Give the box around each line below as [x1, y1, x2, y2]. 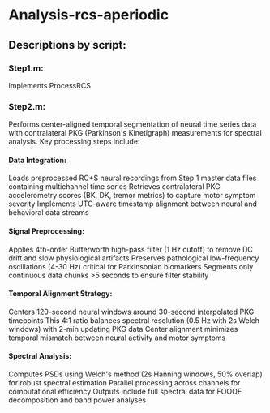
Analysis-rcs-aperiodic [8, 6, 169, 24]
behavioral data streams [8, 208, 89, 217]
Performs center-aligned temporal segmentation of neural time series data [8, 119, 257, 129]
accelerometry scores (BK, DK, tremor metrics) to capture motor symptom [8, 191, 256, 200]
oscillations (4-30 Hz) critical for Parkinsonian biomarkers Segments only [8, 261, 254, 271]
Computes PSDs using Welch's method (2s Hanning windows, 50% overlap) [8, 369, 264, 379]
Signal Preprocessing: [8, 226, 85, 236]
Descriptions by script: [8, 38, 127, 52]
